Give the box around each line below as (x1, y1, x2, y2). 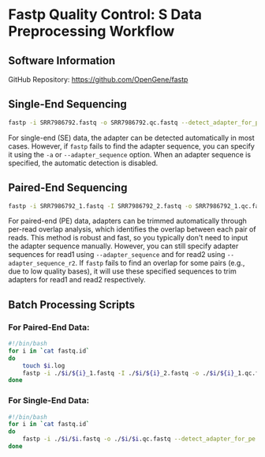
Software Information (8, 54, 116, 67)
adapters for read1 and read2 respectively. (8, 275, 146, 285)
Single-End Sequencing (8, 97, 128, 111)
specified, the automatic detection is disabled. (8, 158, 159, 168)
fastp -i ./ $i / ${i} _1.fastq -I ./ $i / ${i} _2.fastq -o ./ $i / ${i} (22, 369, 235, 377)
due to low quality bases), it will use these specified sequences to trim (8, 266, 237, 276)
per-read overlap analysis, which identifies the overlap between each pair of (8, 225, 256, 234)
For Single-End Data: (8, 395, 89, 406)
